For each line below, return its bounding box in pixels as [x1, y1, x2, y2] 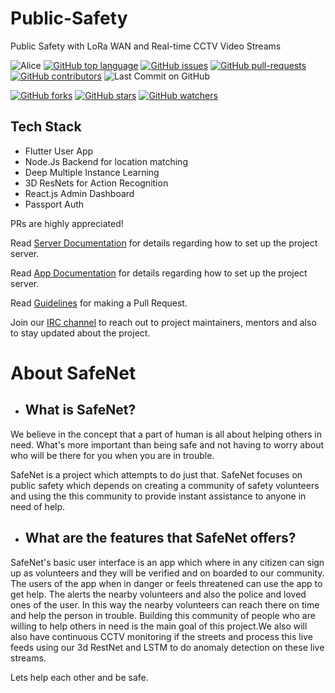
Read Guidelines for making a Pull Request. [10, 297, 188, 309]
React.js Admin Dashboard [24, 187, 135, 199]
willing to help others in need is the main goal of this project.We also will [10, 620, 308, 632]
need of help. [10, 500, 66, 512]
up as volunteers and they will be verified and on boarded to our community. [10, 567, 325, 579]
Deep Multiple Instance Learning [24, 166, 160, 178]
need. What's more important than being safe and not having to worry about [10, 438, 325, 451]
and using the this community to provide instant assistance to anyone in [10, 490, 307, 502]
